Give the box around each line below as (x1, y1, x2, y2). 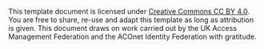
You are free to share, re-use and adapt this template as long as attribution (8, 15, 254, 24)
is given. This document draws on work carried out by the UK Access (8, 24, 238, 32)
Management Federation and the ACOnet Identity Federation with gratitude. (8, 32, 258, 41)
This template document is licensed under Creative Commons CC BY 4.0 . (8, 7, 250, 16)
